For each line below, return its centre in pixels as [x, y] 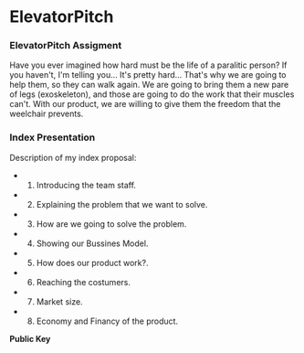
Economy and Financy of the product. [107, 321]
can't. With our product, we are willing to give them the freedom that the [145, 104]
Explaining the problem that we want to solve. [122, 204]
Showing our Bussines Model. [92, 243]
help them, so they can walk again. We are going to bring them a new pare [149, 85]
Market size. [60, 301]
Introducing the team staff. [86, 185]
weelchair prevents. [47, 114]
